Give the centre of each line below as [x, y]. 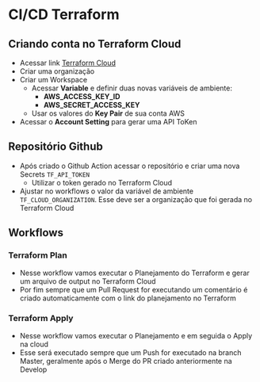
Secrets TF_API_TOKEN [54, 174]
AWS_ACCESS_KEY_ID [82, 96]
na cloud [34, 344]
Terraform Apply [41, 319]
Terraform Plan [38, 255]
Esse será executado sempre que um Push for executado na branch [130, 352]
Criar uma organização [57, 71]
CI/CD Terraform [64, 15]
